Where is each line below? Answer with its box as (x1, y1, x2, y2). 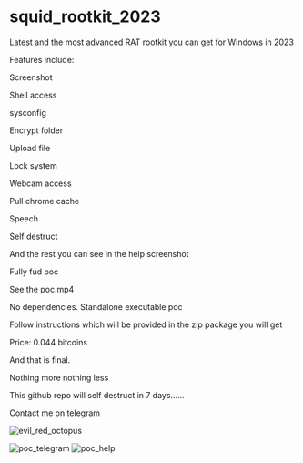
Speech (9, 212, 39, 224)
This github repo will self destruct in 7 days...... (9, 389, 185, 400)
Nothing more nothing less (9, 372, 109, 383)
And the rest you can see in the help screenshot (9, 248, 189, 259)
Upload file (9, 142, 51, 153)
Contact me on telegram (9, 407, 101, 418)
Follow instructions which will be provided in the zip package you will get (9, 319, 283, 330)
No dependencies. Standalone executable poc (9, 301, 184, 312)
